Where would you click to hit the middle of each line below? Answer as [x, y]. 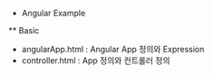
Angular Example [53, 13]
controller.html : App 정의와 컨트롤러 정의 [96, 61]
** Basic [24, 30]
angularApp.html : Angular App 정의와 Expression [113, 49]
